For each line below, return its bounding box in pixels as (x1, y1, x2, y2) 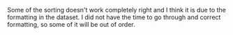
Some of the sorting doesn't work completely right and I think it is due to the (7, 6, 227, 14)
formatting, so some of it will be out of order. (7, 21, 135, 28)
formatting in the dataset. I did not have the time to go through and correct (7, 13, 221, 21)
